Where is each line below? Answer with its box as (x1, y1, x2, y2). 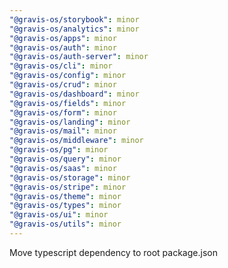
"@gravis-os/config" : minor (9, 71, 127, 81)
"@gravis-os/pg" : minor (9, 145, 109, 155)
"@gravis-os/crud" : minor (9, 80, 117, 90)
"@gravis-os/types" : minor (9, 201, 122, 211)
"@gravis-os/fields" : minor (9, 98, 127, 108)
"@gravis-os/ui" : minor (9, 210, 109, 220)
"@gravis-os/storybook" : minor (9, 14, 140, 25)
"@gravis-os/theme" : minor (9, 191, 122, 201)
